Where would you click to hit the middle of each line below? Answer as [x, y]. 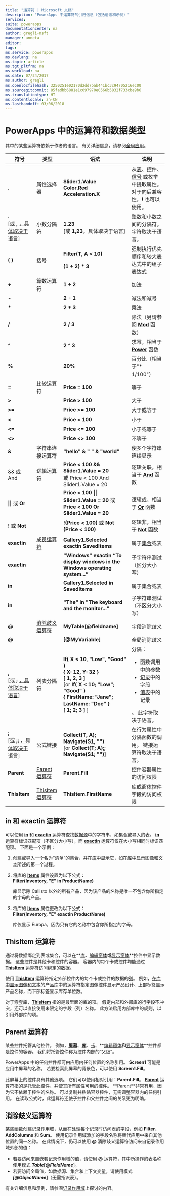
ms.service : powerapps [29, 52]
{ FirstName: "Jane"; [88, 697]
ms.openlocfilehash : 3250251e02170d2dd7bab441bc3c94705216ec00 [73, 85]
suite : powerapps [24, 24]
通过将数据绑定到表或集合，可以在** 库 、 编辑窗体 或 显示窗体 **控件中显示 [81, 955]
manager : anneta [22, 38]
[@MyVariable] [82, 640]
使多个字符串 [147, 448]
